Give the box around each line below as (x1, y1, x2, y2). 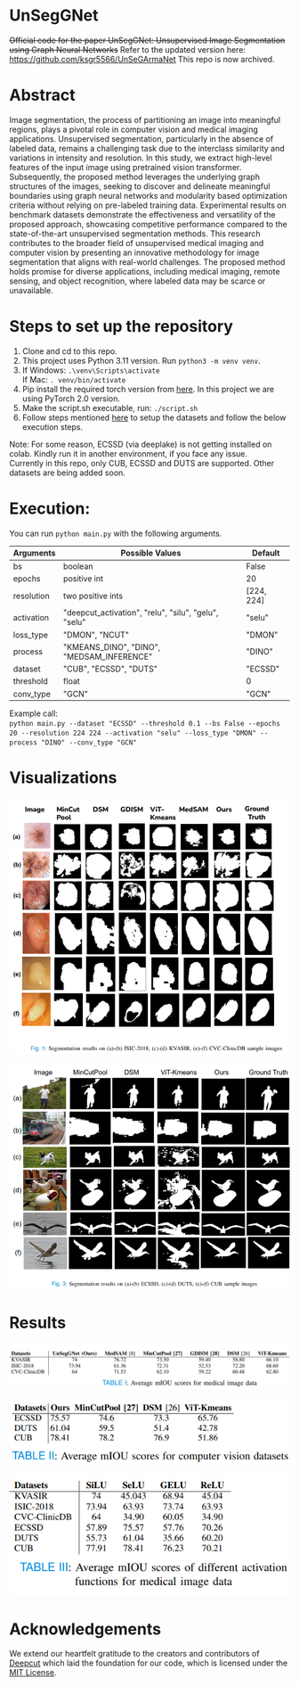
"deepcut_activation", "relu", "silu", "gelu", (63, 607, 219, 618)
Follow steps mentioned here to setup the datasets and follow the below (21, 412, 287, 423)
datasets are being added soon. (9, 467, 126, 478)
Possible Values (120, 547, 182, 558)
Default (252, 547, 280, 558)
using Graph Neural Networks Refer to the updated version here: (9, 44, 246, 54)
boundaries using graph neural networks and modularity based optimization (9, 190, 287, 201)
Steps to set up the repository (9, 317, 234, 337)
